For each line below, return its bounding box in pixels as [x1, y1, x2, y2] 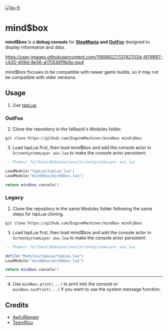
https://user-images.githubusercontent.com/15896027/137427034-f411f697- [5, 54, 163, 60]
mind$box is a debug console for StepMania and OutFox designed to [5, 39, 150, 45]
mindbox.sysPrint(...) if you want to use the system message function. [12, 286, 161, 292]
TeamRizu [12, 319, 33, 325]
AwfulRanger [12, 314, 39, 320]
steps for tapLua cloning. [12, 211, 64, 217]
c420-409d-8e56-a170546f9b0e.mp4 [5, 59, 84, 65]
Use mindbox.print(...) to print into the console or [12, 281, 118, 287]
